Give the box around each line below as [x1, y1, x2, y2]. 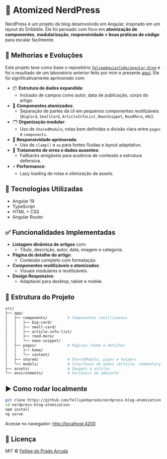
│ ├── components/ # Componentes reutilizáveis [5, 315, 128, 320]
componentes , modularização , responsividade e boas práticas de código [5, 31, 160, 37]
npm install [5, 407, 30, 412]
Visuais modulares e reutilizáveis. [19, 268, 88, 274]
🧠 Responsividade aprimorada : [12, 136, 78, 142]
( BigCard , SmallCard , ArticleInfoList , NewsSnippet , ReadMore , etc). [19, 113, 155, 119]
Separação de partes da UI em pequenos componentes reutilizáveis [19, 108, 159, 114]
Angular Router [12, 214, 44, 220]
